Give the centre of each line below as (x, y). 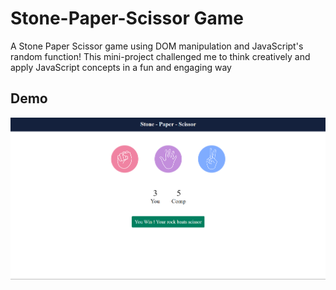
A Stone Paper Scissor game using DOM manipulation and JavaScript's (157, 46)
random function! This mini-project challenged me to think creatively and (160, 56)
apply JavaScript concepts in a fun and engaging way (121, 67)
